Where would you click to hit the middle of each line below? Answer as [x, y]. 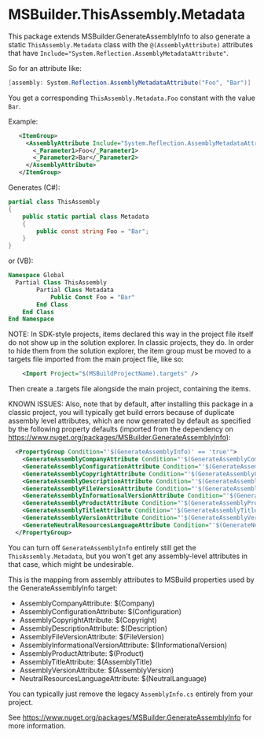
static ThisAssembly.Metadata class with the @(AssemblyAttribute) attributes [131, 44]
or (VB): [21, 261]
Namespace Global [37, 276]
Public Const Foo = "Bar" [92, 297]
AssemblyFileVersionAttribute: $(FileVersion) [92, 636]
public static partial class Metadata [86, 217]
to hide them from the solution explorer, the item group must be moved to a [130, 351]
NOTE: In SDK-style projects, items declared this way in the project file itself [131, 334]
